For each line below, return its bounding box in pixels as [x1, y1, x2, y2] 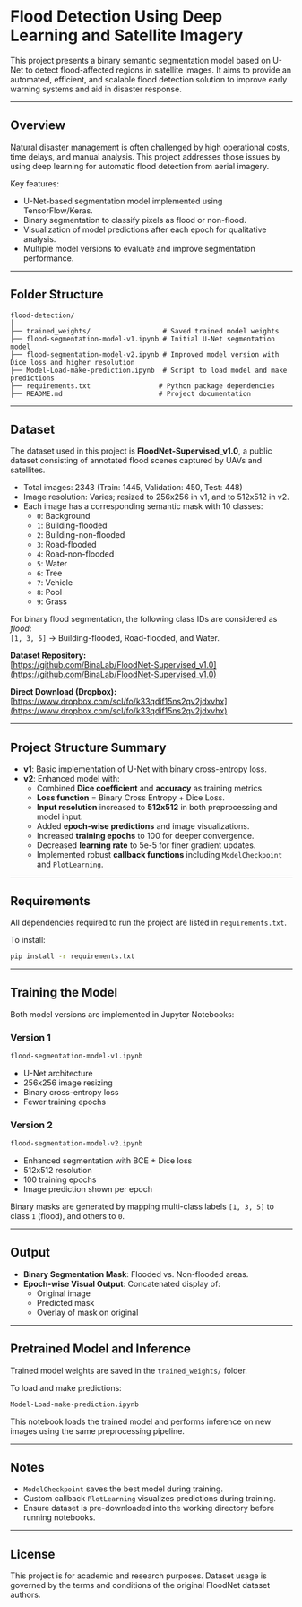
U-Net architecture [22, 1067, 93, 1078]
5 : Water [36, 558, 68, 569]
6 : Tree [36, 567, 63, 579]
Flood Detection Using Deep [10, 6, 223, 27]
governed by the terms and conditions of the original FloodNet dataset [10, 1580, 271, 1591]
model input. [36, 811, 83, 822]
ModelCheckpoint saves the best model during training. [22, 1483, 223, 1494]
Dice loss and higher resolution [10, 358, 135, 367]
